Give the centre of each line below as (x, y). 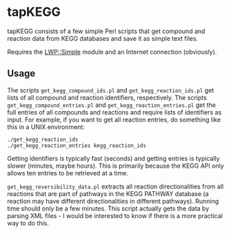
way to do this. (28, 223)
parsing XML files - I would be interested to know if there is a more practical (115, 215)
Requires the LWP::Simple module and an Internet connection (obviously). (112, 52)
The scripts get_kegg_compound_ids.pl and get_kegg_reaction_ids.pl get (111, 90)
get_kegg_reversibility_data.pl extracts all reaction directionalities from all (115, 186)
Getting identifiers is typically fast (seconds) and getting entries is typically (113, 158)
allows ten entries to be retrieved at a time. (68, 173)
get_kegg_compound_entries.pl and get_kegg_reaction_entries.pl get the (111, 105)
